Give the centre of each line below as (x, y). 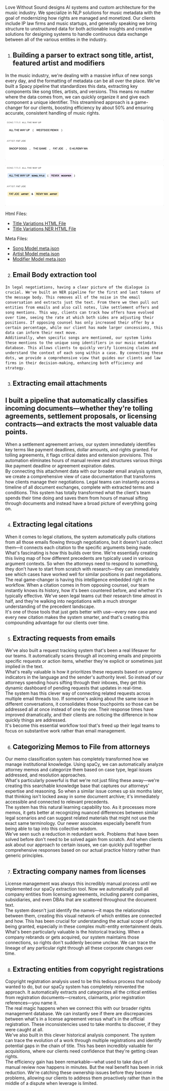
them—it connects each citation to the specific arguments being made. (79, 547)
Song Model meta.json (36, 248)
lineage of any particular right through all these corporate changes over (79, 948)
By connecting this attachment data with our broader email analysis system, (84, 471)
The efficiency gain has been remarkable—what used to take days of (77, 1062)
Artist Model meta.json (36, 253)
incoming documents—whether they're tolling (79, 408)
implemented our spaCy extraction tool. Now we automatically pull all (77, 889)
